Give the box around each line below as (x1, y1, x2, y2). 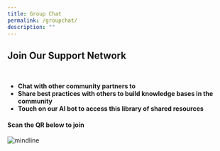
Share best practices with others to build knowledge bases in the (17, 90, 214, 98)
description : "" (7, 23, 55, 30)
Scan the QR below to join (7, 121, 84, 129)
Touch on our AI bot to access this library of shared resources (17, 104, 204, 113)
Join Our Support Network (7, 49, 126, 61)
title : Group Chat (7, 10, 62, 18)
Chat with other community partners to (17, 82, 136, 90)
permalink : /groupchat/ (7, 17, 78, 24)
